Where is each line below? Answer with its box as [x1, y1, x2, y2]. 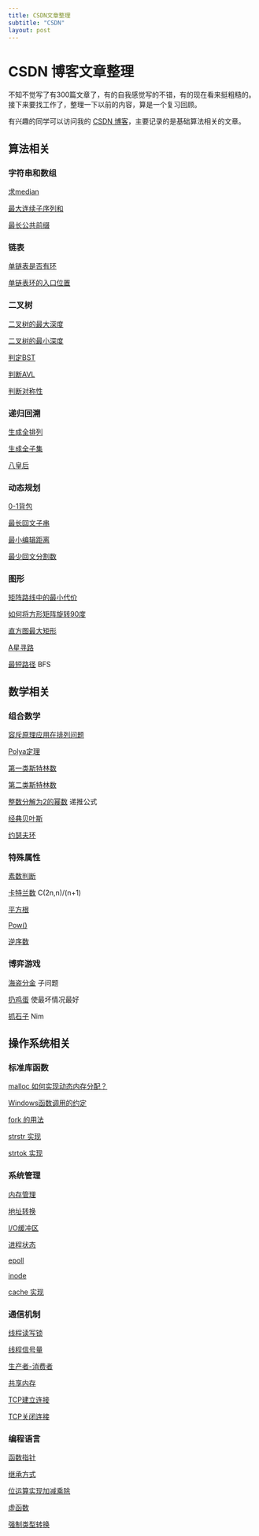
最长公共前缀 [8, 221, 50, 229]
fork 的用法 [8, 1115, 45, 1125]
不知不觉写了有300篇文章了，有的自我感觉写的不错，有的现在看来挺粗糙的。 [8, 90, 256, 99]
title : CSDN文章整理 [8, 11, 71, 20]
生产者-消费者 [8, 1362, 54, 1371]
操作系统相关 [8, 1037, 71, 1050]
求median [8, 187, 39, 196]
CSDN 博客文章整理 [8, 62, 135, 80]
